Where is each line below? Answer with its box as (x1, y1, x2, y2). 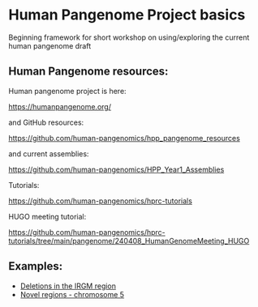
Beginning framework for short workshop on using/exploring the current (8, 32, 250, 42)
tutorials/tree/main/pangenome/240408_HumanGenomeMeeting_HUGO (8, 236, 250, 245)
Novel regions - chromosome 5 (19, 289, 124, 299)
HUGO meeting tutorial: (8, 211, 87, 221)
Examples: (8, 259, 63, 273)
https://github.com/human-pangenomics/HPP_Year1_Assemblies (8, 164, 225, 174)
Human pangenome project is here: (8, 86, 127, 96)
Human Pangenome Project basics (8, 6, 246, 24)
